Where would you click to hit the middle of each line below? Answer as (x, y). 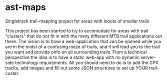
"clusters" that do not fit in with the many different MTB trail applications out (84, 36)
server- (148, 57)
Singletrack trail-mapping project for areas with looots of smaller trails (77, 21)
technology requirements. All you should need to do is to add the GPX (87, 62)
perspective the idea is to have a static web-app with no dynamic (72, 57)
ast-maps (25, 7)
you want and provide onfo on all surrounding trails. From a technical (76, 52)
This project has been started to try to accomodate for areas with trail (77, 30)
